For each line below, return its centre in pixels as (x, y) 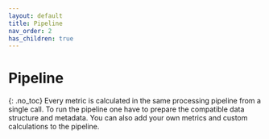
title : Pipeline (35, 23)
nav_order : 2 (30, 31)
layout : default (35, 16)
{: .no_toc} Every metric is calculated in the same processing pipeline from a (135, 101)
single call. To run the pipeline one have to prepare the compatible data (126, 109)
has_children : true (41, 38)
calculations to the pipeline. (54, 127)
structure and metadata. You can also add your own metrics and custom (128, 118)
